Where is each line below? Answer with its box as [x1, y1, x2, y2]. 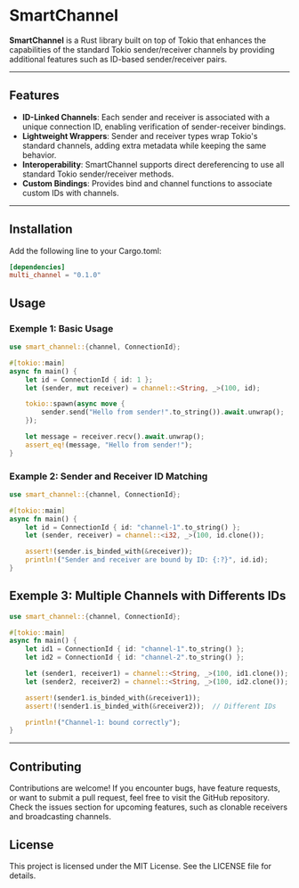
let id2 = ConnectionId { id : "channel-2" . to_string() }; [25, 653, 245, 662]
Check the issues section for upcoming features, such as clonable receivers [9, 802, 287, 812]
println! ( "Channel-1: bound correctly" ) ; [25, 718, 181, 727]
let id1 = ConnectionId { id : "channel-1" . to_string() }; [25, 645, 245, 654]
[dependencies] [9, 262, 66, 272]
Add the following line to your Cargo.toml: [9, 245, 162, 256]
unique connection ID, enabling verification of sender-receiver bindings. [21, 121, 287, 132]
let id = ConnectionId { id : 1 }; [25, 375, 153, 384]
